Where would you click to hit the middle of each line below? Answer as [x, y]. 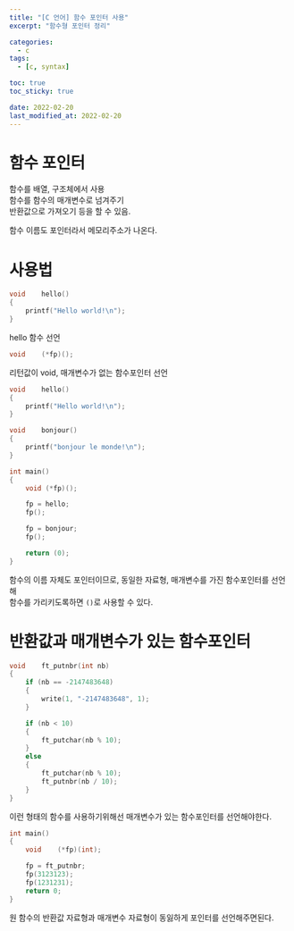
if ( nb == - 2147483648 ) [70, 683]
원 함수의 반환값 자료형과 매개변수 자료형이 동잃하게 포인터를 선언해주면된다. [142, 918]
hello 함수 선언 [35, 337]
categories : [31, 42]
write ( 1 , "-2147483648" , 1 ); [96, 699]
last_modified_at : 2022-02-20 [66, 116]
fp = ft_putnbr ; [56, 866]
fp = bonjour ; [51, 529]
